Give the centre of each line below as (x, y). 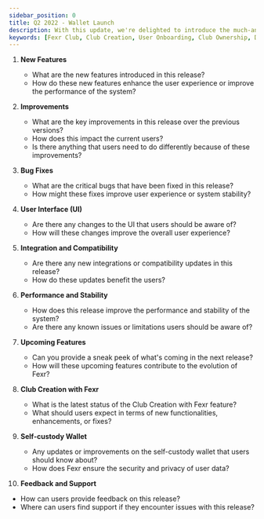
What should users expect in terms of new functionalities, (125, 413)
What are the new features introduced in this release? (118, 75)
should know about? (65, 460)
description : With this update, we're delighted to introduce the (119, 30)
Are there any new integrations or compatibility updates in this (132, 263)
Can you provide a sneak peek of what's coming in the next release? (143, 357)
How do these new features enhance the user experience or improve (143, 83)
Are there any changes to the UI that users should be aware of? (134, 225)
